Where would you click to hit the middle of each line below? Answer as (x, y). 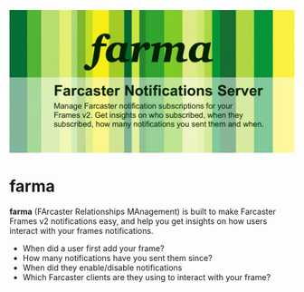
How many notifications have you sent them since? (117, 258)
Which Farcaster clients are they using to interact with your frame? (147, 277)
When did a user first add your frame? (93, 248)
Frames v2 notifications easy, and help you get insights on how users (138, 221)
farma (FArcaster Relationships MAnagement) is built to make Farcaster (142, 211)
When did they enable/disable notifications (102, 268)
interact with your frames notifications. (81, 230)
